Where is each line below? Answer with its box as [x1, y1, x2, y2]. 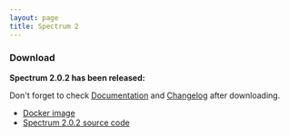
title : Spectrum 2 [9, 22, 79, 31]
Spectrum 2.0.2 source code [22, 117, 130, 128]
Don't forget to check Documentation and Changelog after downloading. [9, 90, 281, 101]
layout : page [9, 13, 59, 23]
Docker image [22, 107, 75, 118]
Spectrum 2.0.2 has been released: [9, 72, 145, 83]
